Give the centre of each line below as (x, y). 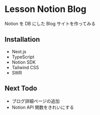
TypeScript (23, 57)
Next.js (19, 51)
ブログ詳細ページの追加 (36, 101)
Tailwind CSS (25, 67)
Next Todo (21, 88)
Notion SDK (24, 62)
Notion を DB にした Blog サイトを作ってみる (50, 23)
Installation (22, 40)
